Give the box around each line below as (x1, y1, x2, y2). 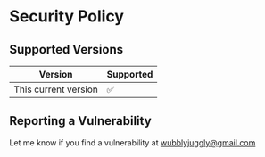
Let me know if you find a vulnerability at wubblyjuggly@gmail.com (9, 136, 256, 148)
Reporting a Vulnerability (9, 113, 152, 128)
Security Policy (9, 6, 125, 27)
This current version (13, 83, 98, 95)
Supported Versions (9, 42, 123, 57)
